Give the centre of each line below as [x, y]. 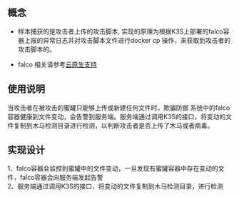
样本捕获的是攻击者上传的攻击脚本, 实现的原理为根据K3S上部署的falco [120, 31]
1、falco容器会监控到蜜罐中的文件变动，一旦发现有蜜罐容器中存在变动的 [113, 168]
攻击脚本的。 [36, 49]
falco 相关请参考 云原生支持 [57, 64]
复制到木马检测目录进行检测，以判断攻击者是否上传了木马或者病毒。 [113, 125]
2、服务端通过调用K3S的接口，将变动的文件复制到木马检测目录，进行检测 [115, 186]
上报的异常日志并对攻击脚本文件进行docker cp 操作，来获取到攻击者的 [127, 40]
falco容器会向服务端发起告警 [61, 178]
